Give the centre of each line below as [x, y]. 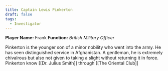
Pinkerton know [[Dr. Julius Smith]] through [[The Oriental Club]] [72, 63]
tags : [11, 19]
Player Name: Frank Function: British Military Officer [60, 38]
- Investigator [26, 24]
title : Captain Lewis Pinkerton [39, 10]
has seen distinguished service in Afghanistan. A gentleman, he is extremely [84, 53]
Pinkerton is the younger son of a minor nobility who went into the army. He [83, 47]
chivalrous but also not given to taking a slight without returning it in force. [82, 58]
